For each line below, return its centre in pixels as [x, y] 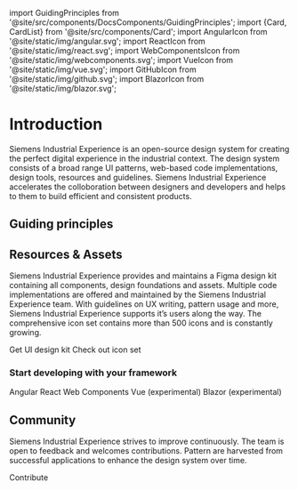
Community [43, 420]
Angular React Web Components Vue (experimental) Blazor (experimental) [145, 392]
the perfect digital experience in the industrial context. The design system [145, 158]
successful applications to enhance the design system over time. [128, 461]
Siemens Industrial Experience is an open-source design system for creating [149, 149]
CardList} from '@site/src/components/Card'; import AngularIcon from [138, 32]
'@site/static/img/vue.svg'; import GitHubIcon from [103, 69]
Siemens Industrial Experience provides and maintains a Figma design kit [143, 276]
